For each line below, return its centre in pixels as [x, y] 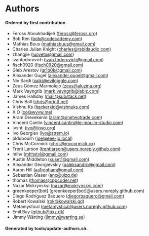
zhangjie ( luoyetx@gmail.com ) [43, 54]
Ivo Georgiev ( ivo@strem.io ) [41, 133]
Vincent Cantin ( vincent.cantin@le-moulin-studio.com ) [68, 123]
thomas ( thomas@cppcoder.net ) [45, 180]
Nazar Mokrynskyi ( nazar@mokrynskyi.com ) [58, 186]
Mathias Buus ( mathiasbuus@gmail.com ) [54, 44]
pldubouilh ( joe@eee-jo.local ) [42, 138]
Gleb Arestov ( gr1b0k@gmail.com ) [47, 70]
